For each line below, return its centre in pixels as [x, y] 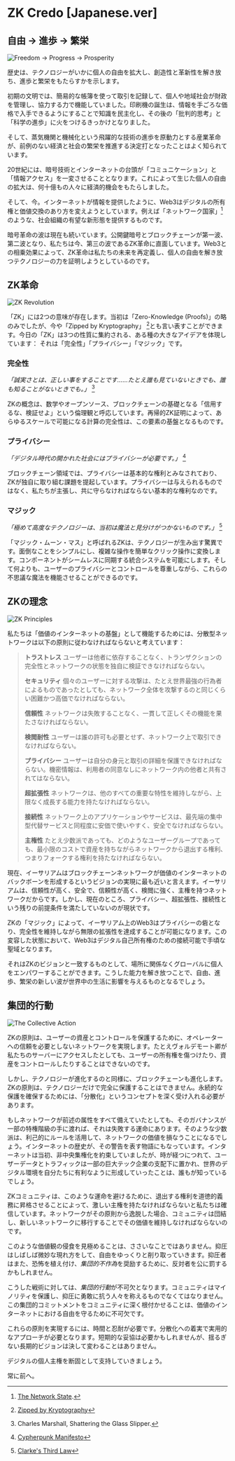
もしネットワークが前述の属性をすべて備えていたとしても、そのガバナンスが [116, 1120]
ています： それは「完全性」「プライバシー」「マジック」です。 [97, 344]
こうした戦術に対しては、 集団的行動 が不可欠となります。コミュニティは [111, 1287]
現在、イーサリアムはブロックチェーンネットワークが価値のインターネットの [117, 872]
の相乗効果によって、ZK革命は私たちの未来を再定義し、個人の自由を [106, 252]
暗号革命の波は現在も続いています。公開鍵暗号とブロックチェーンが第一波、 [117, 235]
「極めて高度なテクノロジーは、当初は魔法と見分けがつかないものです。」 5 [115, 527]
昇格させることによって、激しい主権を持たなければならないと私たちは [120, 1204]
